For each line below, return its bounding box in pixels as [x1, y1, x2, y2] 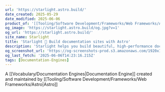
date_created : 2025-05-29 [5, 12, 58, 17]
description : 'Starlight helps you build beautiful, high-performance [5, 44, 153, 49]
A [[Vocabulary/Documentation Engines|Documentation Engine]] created [5, 71, 152, 77]
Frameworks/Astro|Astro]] [5, 82, 58, 88]
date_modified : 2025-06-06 [5, 16, 60, 21]
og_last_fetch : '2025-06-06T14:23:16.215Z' [5, 53, 96, 58]
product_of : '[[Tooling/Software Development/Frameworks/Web [5, 21, 133, 26]
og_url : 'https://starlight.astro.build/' [5, 30, 93, 35]
